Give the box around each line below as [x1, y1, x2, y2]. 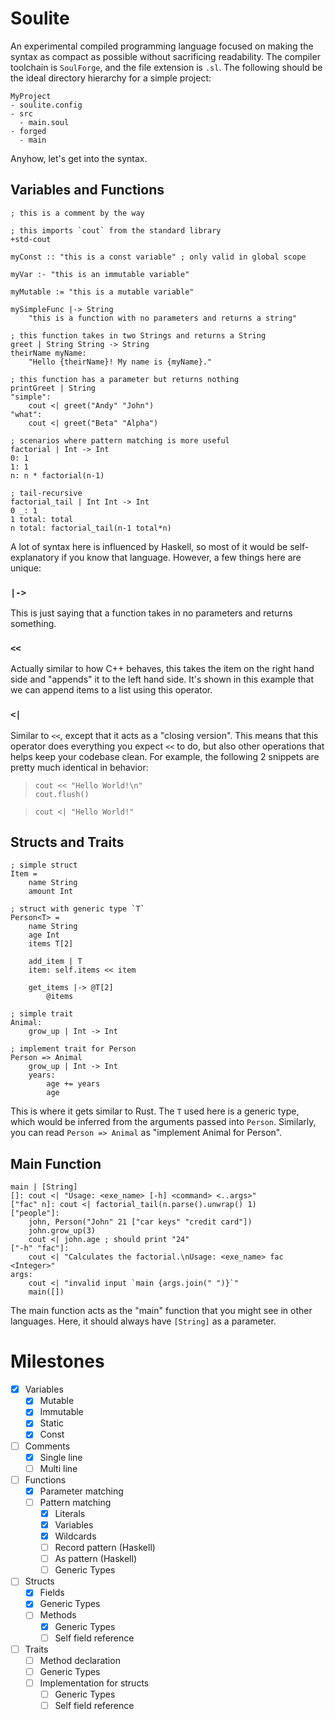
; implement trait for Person [10, 1044, 137, 1054]
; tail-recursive [10, 488, 83, 498]
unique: [10, 562, 42, 574]
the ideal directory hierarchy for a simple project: [10, 72, 212, 84]
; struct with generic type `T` [10, 904, 145, 914]
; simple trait [10, 1009, 74, 1019]
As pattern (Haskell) [54, 1553, 137, 1565]
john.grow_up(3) [28, 1226, 97, 1236]
